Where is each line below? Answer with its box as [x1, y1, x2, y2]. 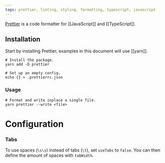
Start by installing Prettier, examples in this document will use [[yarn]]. [5, 48, 148, 54]
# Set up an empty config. [5, 71, 61, 76]
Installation [5, 35, 41, 43]
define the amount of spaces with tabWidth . [5, 153, 94, 159]
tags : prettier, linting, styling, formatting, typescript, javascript [5, 7, 156, 12]
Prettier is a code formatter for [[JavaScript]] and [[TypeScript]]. [5, 21, 136, 27]
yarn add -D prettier [5, 62, 50, 67]
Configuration [5, 118, 64, 129]
